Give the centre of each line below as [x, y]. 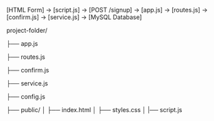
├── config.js [26, 96]
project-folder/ [27, 30]
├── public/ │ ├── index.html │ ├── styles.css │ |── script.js [94, 110]
